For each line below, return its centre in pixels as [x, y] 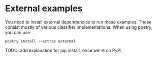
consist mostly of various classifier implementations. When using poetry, [79, 27]
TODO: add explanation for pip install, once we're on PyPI [63, 50]
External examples [44, 9]
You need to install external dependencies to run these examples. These [78, 22]
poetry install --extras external [41, 41]
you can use [18, 32]
